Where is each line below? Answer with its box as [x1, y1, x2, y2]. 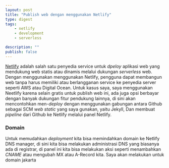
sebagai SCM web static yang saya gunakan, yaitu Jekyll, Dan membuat [5, 106, 155, 112]
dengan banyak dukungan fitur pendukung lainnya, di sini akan [5, 95, 136, 101]
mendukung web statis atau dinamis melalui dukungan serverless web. [5, 69, 152, 75]
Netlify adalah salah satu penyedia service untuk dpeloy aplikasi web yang [5, 63, 160, 69]
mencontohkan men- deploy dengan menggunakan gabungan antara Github [5, 100, 162, 106]
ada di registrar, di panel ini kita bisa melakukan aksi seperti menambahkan [5, 146, 161, 152]
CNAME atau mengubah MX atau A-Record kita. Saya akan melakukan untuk [5, 151, 164, 157]
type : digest [5, 17, 33, 22]
